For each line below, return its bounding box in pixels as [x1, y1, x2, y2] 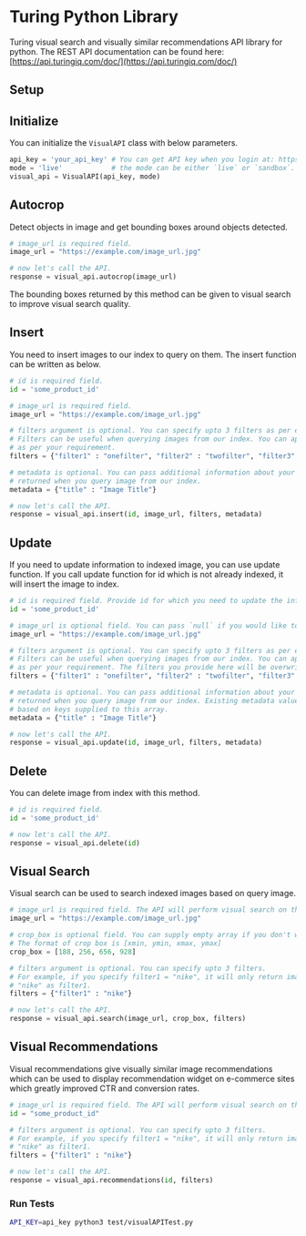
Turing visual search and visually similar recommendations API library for [9, 36, 283, 47]
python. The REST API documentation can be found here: [9, 46, 225, 56]
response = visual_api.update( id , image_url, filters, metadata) [9, 738, 262, 748]
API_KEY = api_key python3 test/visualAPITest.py [9, 1218, 194, 1227]
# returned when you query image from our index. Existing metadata [9, 696, 275, 705]
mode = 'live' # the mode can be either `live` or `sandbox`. [9, 164, 296, 173]
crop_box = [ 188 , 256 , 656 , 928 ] [9, 947, 137, 956]
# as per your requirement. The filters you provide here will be [9, 663, 267, 672]
